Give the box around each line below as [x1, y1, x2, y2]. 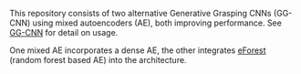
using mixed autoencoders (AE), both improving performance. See [32, 17, 283, 28]
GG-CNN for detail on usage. [9, 27, 119, 37]
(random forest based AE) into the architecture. [9, 55, 187, 65]
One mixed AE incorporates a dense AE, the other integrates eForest [9, 45, 266, 56]
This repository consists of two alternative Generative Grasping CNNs [9, 8, 272, 18]
